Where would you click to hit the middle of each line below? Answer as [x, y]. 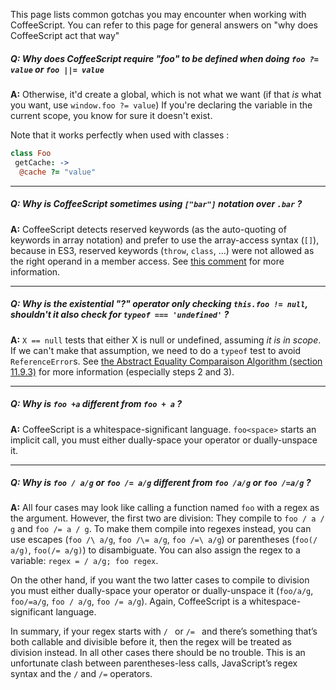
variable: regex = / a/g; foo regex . [84, 561]
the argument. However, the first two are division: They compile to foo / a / [167, 518]
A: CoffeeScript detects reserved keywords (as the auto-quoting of [148, 229]
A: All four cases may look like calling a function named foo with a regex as [165, 508]
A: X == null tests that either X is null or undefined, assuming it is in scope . [166, 340]
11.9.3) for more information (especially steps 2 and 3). [122, 371]
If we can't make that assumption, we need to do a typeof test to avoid [156, 350]
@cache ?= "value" [58, 172]
